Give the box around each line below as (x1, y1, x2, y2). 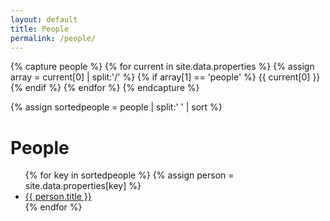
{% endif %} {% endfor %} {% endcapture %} (10, 82, 200, 94)
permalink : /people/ (10, 33, 97, 43)
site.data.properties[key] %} (24, 180, 142, 192)
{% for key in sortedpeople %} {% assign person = (24, 169, 235, 181)
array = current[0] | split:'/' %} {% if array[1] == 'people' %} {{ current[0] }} (10, 71, 321, 83)
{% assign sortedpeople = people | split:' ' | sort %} (10, 101, 223, 113)
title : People (10, 24, 70, 34)
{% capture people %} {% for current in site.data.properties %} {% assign (10, 61, 315, 73)
